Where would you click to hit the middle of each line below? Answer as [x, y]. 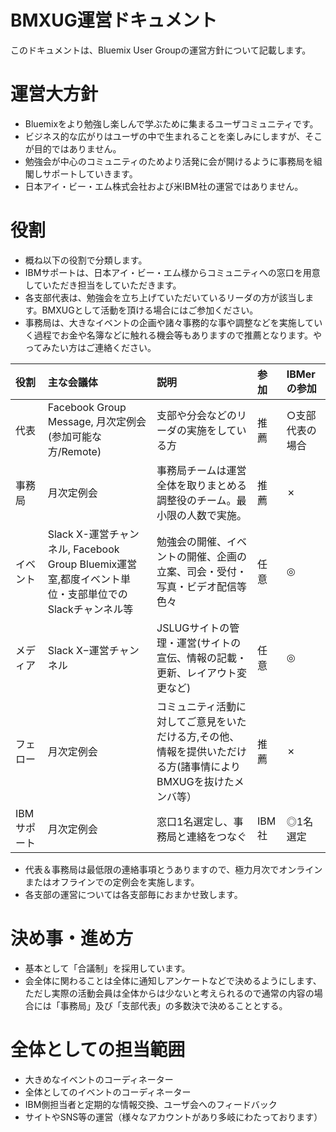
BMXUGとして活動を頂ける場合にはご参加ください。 [150, 310]
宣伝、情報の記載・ [202, 658]
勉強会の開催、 [192, 541]
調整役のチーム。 [196, 500]
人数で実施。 [217, 515]
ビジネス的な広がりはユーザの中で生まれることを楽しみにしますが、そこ [173, 136]
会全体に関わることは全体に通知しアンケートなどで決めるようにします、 [173, 980]
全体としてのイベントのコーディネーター [108, 1092]
